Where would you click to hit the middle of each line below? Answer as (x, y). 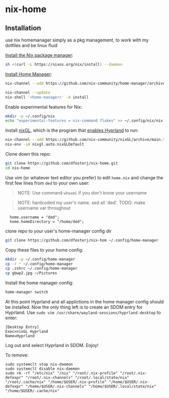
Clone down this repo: (28, 154)
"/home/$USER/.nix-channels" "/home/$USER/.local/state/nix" (91, 386)
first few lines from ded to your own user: (47, 183)
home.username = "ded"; (34, 217)
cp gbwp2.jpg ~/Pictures (31, 273)
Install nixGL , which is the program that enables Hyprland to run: (72, 130)
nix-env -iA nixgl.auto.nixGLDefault (45, 144)
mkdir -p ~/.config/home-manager (40, 259)
